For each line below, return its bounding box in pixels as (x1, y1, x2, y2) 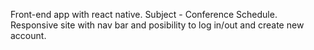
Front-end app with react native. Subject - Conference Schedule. (10, 9, 278, 20)
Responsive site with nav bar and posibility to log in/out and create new (10, 19, 305, 31)
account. (10, 30, 47, 41)
